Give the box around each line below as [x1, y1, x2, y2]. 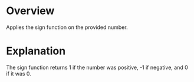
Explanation [6, 44, 66, 58]
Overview [6, 4, 55, 18]
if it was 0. [6, 70, 31, 77]
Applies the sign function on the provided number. [6, 24, 128, 31]
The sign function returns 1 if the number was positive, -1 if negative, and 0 [6, 64, 189, 71]
